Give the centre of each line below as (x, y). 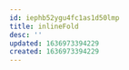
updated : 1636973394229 (55, 43)
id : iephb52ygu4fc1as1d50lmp (64, 18)
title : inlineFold (44, 26)
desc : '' (26, 35)
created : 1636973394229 (55, 52)
